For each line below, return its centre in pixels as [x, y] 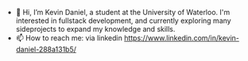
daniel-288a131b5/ [46, 49]
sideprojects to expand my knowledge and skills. [95, 29]
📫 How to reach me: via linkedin [69, 38]
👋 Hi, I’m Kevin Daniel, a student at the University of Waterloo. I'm [123, 12]
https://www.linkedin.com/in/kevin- [182, 38]
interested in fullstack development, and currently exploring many [124, 21]
